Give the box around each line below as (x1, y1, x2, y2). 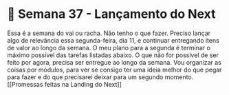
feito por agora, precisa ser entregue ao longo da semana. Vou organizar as (7, 58, 221, 66)
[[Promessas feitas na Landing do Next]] (7, 80, 122, 88)
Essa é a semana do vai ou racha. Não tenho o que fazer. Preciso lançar (7, 29, 211, 37)
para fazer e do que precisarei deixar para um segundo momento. (7, 72, 194, 81)
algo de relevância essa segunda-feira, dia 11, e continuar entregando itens (7, 36, 220, 44)
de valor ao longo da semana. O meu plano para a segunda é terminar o (7, 43, 211, 52)
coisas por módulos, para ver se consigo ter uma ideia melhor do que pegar (7, 65, 222, 74)
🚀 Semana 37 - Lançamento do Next (7, 6, 216, 22)
